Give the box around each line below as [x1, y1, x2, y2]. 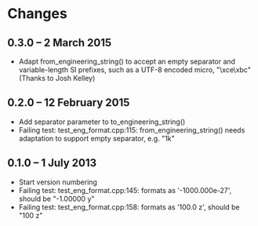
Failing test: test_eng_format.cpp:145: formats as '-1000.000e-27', [18, 185, 232, 195]
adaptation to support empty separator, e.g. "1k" [18, 133, 176, 143]
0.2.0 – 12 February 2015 [7, 96, 130, 110]
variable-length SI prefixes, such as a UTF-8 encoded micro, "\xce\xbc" [18, 65, 252, 75]
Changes [7, 5, 67, 23]
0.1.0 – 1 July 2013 [7, 156, 97, 169]
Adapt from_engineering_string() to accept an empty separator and [18, 56, 236, 66]
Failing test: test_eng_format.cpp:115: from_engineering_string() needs [18, 125, 245, 134]
